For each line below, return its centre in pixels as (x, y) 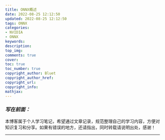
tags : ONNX (16, 23)
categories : (17, 28)
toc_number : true (23, 69)
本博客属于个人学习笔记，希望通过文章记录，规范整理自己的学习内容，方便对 (82, 121)
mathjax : (14, 92)
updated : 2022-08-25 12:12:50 (36, 19)
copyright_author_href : (29, 78)
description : (18, 46)
